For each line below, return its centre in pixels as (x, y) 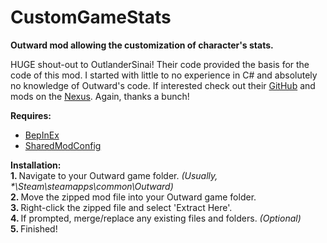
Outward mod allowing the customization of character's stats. (142, 45)
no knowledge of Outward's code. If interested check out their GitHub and (163, 85)
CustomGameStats (91, 17)
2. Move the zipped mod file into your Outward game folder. (133, 197)
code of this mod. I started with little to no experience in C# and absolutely (164, 75)
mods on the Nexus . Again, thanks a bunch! (100, 96)
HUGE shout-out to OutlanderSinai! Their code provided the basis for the (160, 64)
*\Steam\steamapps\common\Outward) (92, 186)
